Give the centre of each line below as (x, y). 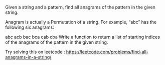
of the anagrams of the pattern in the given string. (57, 42)
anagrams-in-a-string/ (28, 57)
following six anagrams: (30, 27)
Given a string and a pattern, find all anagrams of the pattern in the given (80, 7)
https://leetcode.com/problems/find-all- (107, 52)
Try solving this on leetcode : (35, 52)
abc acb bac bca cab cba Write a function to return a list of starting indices (83, 37)
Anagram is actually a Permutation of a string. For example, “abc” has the (81, 22)
